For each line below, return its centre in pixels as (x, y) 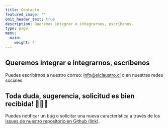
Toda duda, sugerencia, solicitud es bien (70, 96)
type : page (17, 29)
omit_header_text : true (30, 19)
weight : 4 (25, 43)
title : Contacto (22, 10)
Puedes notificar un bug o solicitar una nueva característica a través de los (83, 116)
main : (16, 38)
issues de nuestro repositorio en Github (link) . (53, 121)
